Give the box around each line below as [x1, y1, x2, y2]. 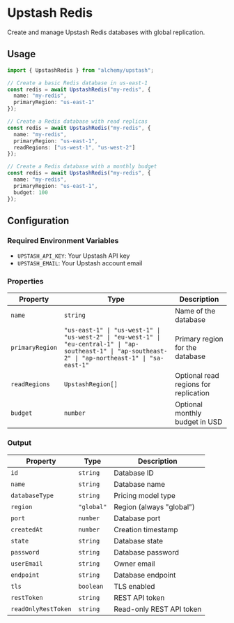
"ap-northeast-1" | [81, 354, 146, 362]
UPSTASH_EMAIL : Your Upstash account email [17, 259, 143, 267]
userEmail [10, 559, 43, 567]
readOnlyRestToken [10, 605, 72, 613]
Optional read [175, 371, 219, 381]
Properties [7, 277, 44, 286]
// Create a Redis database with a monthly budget [7, 163, 157, 170]
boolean [78, 582, 104, 590]
